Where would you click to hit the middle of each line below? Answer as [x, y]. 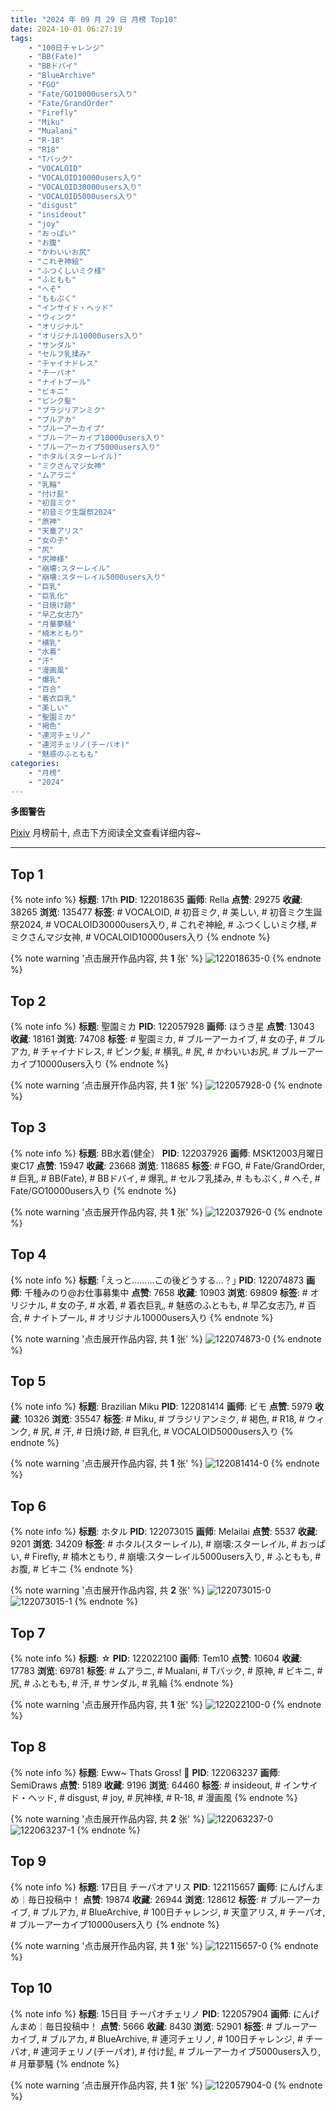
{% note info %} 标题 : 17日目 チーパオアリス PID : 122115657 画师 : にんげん [163, 1887]
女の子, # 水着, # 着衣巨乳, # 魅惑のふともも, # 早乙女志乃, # [181, 1305]
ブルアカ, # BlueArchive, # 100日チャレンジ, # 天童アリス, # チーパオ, [183, 1912]
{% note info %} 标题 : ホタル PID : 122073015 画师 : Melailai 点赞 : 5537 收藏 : [164, 1532]
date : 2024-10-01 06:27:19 [66, 29]
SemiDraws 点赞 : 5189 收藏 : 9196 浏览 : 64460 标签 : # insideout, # [145, 1785]
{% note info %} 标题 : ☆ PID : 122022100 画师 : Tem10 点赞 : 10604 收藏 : [156, 1658]
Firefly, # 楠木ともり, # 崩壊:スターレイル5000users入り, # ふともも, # [176, 1557]
